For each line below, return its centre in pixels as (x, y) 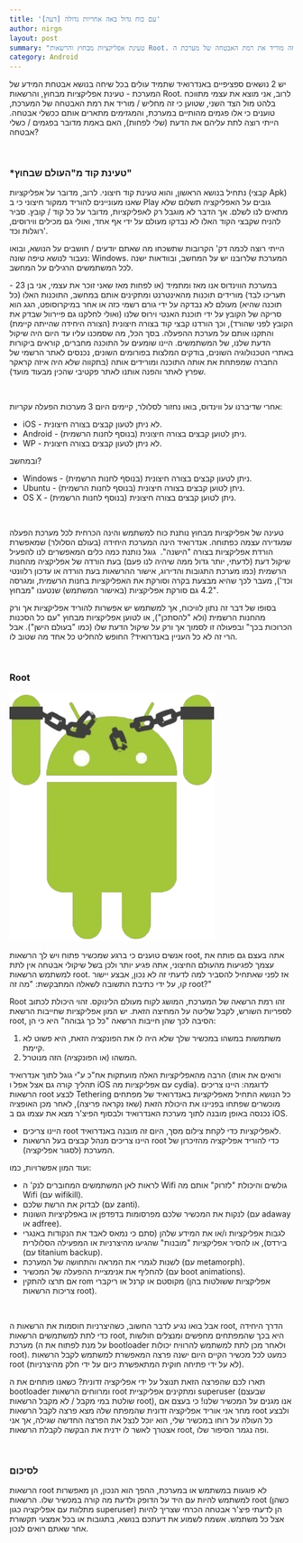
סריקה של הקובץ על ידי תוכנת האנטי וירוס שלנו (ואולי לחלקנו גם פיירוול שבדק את (146, 314)
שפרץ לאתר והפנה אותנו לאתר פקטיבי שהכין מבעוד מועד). (108, 372)
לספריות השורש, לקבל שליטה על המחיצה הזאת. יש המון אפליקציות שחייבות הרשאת (151, 1011)
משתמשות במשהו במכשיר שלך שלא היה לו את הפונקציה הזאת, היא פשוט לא (151, 1038)
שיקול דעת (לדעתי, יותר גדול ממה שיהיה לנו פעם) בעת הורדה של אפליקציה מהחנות (150, 561)
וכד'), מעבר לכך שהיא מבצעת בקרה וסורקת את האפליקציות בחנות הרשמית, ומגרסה (151, 581)
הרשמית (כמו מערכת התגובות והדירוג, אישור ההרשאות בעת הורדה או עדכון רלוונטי (148, 571)
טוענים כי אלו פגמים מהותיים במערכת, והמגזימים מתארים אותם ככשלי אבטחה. (142, 113)
